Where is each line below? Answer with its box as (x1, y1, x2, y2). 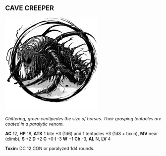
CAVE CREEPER (5, 4, 55, 12)
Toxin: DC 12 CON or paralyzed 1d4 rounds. (5, 145, 95, 151)
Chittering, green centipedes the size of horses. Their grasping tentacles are (5, 115, 162, 121)
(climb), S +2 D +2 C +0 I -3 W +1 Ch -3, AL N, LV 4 (5, 136, 111, 142)
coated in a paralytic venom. (5, 121, 64, 127)
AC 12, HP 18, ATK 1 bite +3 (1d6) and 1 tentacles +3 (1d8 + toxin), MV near (5, 130, 158, 136)
